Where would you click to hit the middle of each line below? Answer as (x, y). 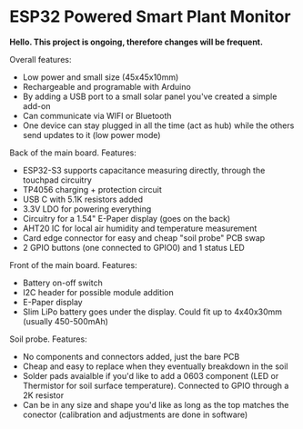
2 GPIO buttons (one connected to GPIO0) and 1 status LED (134, 247)
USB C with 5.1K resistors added (83, 199)
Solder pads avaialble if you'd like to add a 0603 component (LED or (151, 375)
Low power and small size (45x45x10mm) (101, 77)
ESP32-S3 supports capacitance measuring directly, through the (144, 170)
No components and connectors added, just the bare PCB (131, 356)
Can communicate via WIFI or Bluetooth (97, 115)
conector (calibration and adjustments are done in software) (135, 414)
